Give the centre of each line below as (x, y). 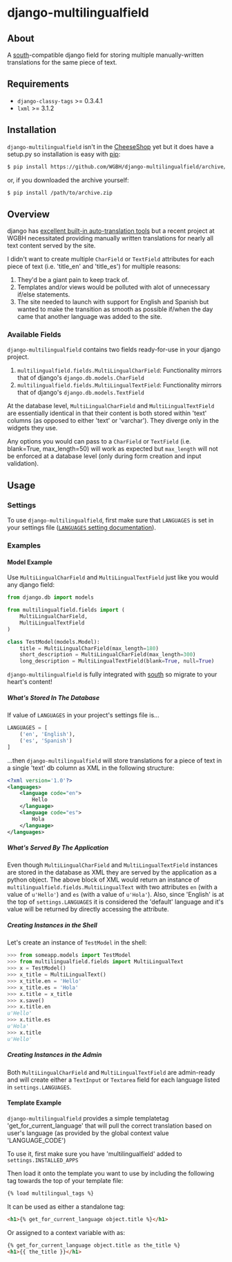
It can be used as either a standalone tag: (66, 1207)
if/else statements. (43, 295)
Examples (24, 545)
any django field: (31, 585)
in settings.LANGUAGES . (39, 1087)
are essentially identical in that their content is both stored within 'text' (107, 413)
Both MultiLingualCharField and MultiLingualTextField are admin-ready (111, 1072)
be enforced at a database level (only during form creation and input (104, 456)
